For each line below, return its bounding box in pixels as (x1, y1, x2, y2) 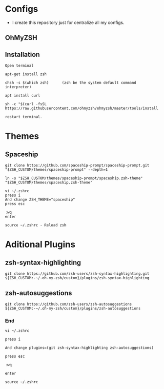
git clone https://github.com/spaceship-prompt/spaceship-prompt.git (5, 163, 150, 168)
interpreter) (5, 84, 32, 90)
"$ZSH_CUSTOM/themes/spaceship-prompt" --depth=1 (5, 167, 108, 172)
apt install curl (5, 93, 41, 98)
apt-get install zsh (5, 72, 47, 77)
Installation (5, 50, 40, 59)
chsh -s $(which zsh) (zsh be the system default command (5, 81, 137, 85)
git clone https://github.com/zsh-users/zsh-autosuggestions (5, 302, 132, 307)
